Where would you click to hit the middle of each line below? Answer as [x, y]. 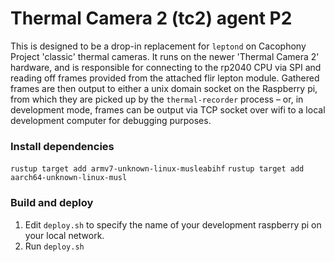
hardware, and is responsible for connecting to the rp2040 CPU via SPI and [166, 67]
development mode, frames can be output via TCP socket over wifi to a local [168, 109]
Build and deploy [52, 203]
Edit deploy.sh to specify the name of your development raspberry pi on [173, 224]
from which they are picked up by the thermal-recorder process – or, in [157, 99]
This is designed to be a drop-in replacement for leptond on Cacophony [158, 46]
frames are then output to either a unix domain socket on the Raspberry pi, [164, 88]
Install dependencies [62, 146]
